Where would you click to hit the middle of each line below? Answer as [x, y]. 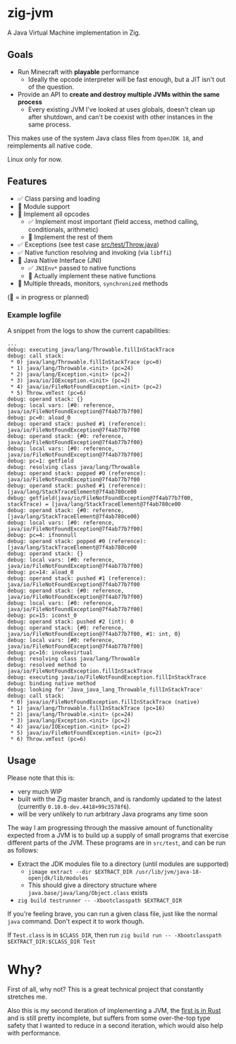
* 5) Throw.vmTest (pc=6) [48, 393]
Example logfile [35, 315]
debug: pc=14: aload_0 [41, 572]
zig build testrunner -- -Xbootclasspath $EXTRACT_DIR [100, 901]
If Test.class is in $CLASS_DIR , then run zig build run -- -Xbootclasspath [114, 935]
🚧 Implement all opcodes [54, 214]
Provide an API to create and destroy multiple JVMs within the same [118, 94]
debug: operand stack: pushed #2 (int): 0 [70, 622]
